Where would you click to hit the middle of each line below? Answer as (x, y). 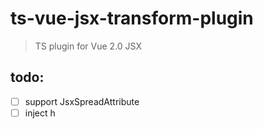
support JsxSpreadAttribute (82, 101)
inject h (40, 113)
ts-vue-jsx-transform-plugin (132, 18)
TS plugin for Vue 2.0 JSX (88, 46)
